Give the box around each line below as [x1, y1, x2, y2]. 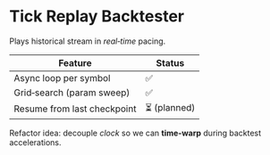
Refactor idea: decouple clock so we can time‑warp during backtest [9, 127, 262, 138]
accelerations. [9, 136, 62, 148]
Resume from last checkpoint [13, 102, 137, 115]
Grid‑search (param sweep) [13, 86, 131, 99]
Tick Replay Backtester [9, 6, 185, 27]
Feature [57, 56, 92, 69]
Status [156, 56, 185, 69]
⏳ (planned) [145, 101, 196, 113]
